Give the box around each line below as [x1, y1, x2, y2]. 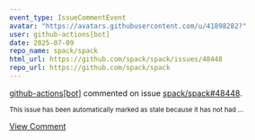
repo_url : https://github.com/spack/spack [9, 64, 171, 73]
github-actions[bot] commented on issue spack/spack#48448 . [9, 87, 242, 99]
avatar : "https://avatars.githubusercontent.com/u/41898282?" [9, 22, 247, 31]
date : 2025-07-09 [9, 38, 75, 48]
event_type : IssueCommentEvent [9, 13, 127, 22]
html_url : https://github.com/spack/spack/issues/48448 [9, 55, 223, 64]
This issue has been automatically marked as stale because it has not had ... [9, 105, 244, 114]
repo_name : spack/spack [9, 47, 99, 56]
